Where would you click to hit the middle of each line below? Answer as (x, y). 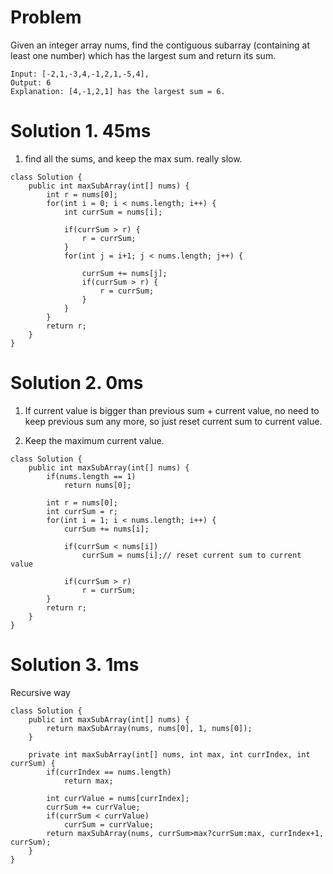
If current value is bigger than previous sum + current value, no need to (172, 410)
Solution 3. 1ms (75, 665)
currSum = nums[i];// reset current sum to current (191, 555)
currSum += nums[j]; (124, 273)
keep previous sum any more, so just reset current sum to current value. (173, 421)
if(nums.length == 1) (91, 476)
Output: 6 (31, 82)
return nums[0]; (97, 485)
